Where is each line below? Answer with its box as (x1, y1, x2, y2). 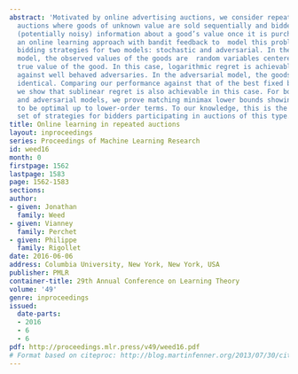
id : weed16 (9, 144, 50, 153)
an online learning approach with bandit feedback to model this (17, 37, 268, 47)
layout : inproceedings (9, 129, 93, 137)
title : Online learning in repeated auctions (9, 121, 180, 129)
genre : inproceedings (9, 293, 90, 302)
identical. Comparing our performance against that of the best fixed (17, 79, 284, 88)
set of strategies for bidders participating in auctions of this (17, 112, 268, 121)
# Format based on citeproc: (9, 351, 117, 360)
